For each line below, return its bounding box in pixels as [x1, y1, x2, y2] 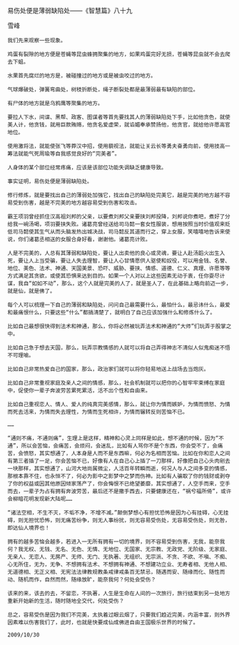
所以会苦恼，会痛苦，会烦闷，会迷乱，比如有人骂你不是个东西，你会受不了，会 [21, 442, 218, 450]
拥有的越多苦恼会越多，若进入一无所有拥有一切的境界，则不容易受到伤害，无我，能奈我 [7, 538, 225, 545]
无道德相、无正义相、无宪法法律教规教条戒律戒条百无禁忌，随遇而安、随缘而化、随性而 [7, 569, 225, 576]
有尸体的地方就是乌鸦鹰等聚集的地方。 [7, 100, 103, 107]
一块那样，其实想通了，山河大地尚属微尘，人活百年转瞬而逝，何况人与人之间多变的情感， [7, 465, 230, 472]
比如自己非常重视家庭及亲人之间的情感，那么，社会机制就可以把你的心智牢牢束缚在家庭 [7, 380, 225, 387]
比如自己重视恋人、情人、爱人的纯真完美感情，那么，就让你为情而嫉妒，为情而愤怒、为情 [7, 401, 230, 408]
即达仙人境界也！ [7, 524, 51, 532]
